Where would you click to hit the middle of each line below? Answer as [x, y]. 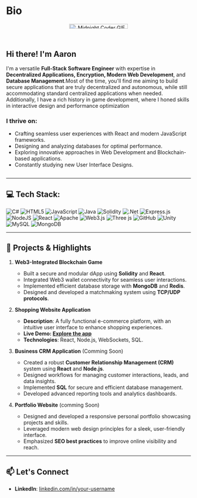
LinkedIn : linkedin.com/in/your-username [65, 489]
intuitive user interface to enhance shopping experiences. [93, 327]
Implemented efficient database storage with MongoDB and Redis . [104, 286]
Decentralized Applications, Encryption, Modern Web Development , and [96, 74]
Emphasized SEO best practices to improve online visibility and [100, 441]
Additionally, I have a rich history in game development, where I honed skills [98, 99]
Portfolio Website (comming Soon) [57, 405]
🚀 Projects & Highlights [49, 248]
